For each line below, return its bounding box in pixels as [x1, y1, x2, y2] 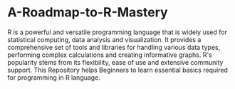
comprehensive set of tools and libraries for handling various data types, [7, 43, 221, 51]
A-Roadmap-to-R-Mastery [7, 4, 169, 21]
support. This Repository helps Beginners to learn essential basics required [7, 66, 228, 74]
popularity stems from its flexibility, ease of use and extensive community [7, 58, 224, 66]
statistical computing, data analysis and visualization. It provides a [7, 35, 202, 43]
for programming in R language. [7, 73, 101, 82]
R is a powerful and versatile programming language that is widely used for [7, 28, 228, 36]
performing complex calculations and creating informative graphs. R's [7, 51, 212, 59]
